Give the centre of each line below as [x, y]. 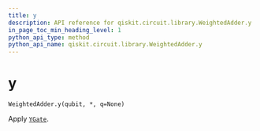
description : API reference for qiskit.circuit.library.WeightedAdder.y [130, 23]
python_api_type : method [49, 37]
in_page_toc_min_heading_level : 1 [65, 30]
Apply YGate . [28, 119]
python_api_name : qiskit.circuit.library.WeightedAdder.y [105, 45]
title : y [22, 15]
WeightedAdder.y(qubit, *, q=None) [67, 104]
